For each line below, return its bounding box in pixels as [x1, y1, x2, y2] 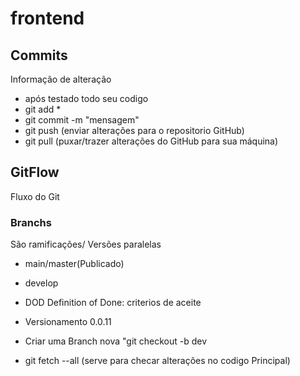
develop [24, 277, 59, 289]
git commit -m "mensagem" [24, 114, 140, 126]
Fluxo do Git [10, 190, 60, 202]
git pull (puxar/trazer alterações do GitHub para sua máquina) [24, 135, 279, 147]
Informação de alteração [10, 73, 112, 85]
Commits [10, 47, 68, 64]
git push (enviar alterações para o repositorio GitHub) [24, 125, 245, 136]
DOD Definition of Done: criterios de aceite [24, 297, 202, 309]
